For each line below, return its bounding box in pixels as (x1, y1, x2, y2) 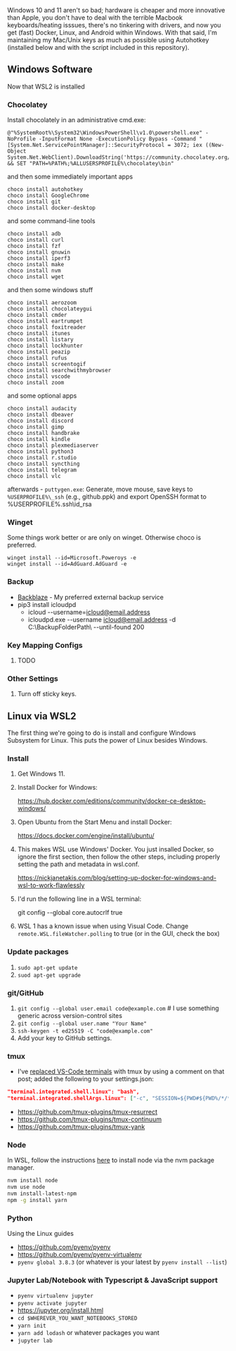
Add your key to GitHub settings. (17, 1034, 112, 1042)
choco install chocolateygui (7, 306, 93, 313)
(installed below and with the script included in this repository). (7, 44, 190, 51)
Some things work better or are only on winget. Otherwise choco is (7, 533, 202, 542)
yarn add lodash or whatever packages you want (17, 1329, 160, 1337)
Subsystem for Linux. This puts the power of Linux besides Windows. (7, 736, 208, 745)
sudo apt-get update (17, 964, 78, 972)
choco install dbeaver (7, 411, 74, 419)
